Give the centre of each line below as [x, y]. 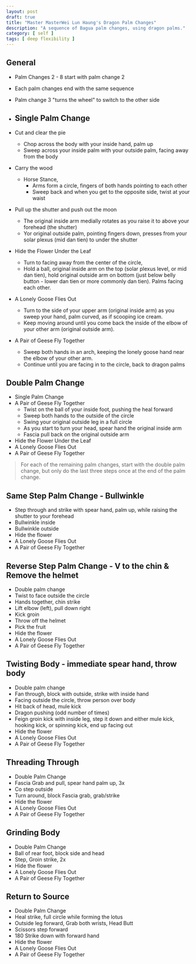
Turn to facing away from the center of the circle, [83, 262]
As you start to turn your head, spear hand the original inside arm [103, 428]
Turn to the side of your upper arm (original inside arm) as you [99, 310]
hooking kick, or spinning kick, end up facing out [74, 725]
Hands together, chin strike [47, 602]
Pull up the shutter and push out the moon [66, 209]
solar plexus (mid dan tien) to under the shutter [80, 240]
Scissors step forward [41, 930]
